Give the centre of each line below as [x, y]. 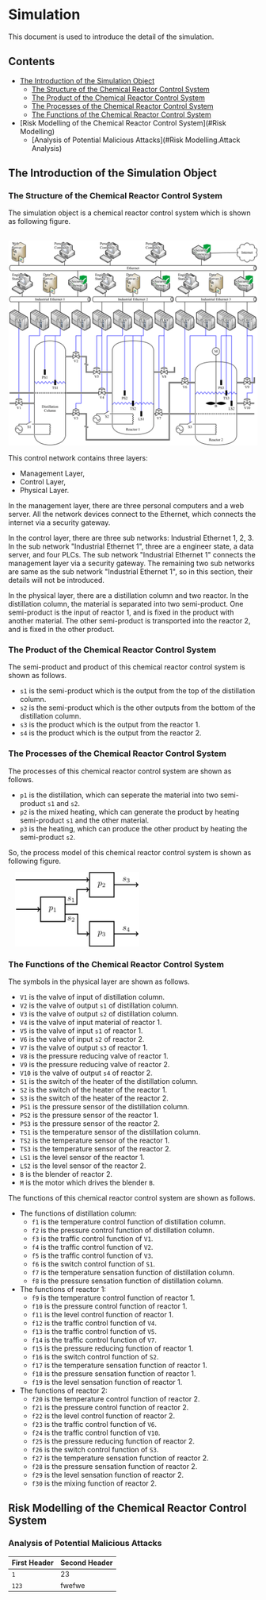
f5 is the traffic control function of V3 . [92, 1255]
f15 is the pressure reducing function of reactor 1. [112, 1348]
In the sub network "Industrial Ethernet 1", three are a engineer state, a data [131, 546]
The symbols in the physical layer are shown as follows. [99, 981]
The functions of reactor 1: [63, 1289]
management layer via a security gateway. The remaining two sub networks [131, 563]
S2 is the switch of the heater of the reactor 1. [93, 1089]
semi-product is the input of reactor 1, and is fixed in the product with [121, 612]
